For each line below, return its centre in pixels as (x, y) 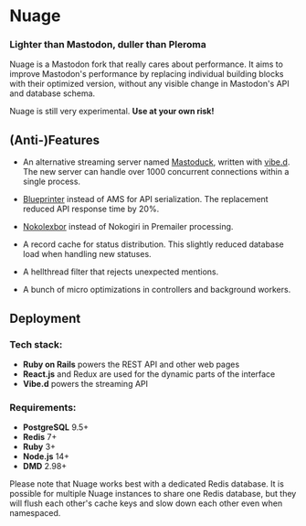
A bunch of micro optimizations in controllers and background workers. (157, 290)
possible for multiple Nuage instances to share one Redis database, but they (153, 494)
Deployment (45, 318)
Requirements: (43, 407)
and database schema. (53, 93)
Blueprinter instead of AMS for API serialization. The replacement (145, 199)
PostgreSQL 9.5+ (56, 427)
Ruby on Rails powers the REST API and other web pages (131, 364)
